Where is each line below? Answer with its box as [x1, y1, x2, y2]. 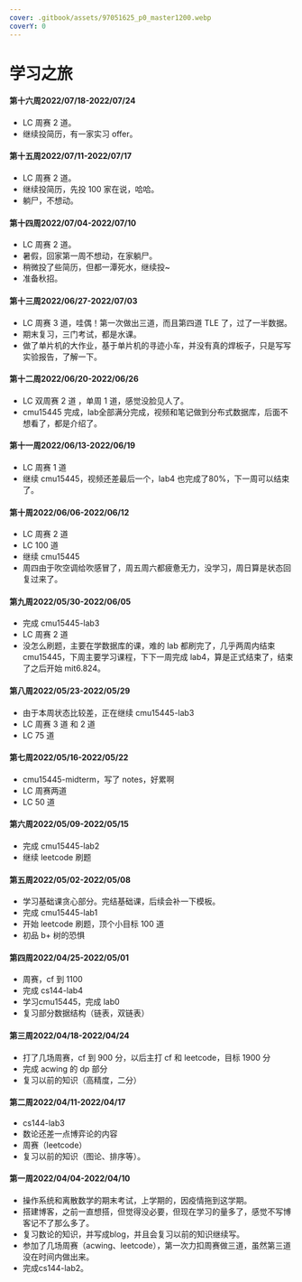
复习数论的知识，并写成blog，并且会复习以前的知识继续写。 [22, 1229, 245, 1240]
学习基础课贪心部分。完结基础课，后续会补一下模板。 [22, 896, 221, 907]
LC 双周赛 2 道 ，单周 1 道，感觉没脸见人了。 [22, 395, 189, 406]
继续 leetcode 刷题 [22, 851, 92, 862]
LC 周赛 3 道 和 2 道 [22, 719, 96, 729]
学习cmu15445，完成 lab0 [22, 997, 120, 1008]
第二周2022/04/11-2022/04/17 [9, 1097, 126, 1108]
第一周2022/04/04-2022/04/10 [9, 1173, 131, 1184]
